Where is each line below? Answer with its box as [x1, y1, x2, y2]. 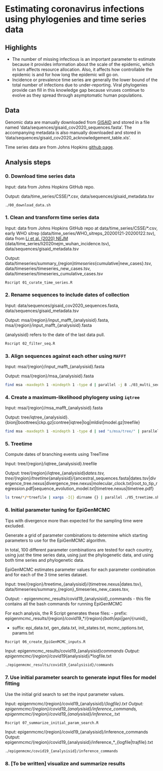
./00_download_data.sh [5, 202, 51, 207]
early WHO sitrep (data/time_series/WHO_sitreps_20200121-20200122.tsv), [5, 230, 156, 236]
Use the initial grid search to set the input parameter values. [5, 691, 125, 697]
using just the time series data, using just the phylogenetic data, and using [5, 552, 154, 558]
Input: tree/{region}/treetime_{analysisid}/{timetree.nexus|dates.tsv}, [5, 581, 143, 587]
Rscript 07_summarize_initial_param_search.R [5, 720, 98, 725]
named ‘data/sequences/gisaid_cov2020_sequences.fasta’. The [5, 124, 132, 130]
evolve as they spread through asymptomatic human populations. [12, 92, 143, 98]
